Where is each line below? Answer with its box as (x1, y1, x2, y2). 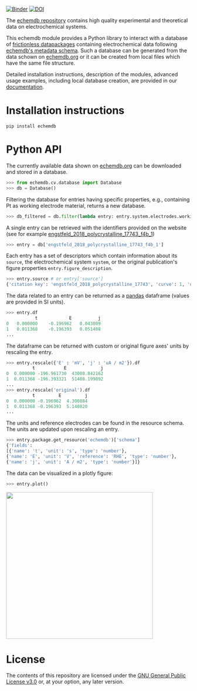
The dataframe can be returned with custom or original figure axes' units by (6, 342, 189, 349)
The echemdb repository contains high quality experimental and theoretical (6, 17, 188, 23)
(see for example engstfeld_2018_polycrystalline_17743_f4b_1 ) (6, 230, 155, 237)
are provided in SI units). (6, 298, 66, 305)
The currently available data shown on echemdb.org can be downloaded (6, 162, 182, 169)
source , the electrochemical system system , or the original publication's (6, 258, 178, 265)
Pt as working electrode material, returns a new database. (6, 202, 146, 209)
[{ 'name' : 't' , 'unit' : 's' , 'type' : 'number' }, (6, 448, 127, 454)
